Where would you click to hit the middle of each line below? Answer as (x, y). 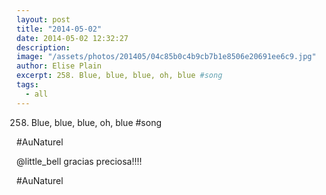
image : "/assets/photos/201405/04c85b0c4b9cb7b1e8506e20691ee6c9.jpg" (166, 57)
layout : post (43, 19)
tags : (27, 85)
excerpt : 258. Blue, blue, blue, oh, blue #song (119, 76)
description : (43, 47)
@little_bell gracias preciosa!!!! (79, 161)
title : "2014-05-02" (59, 29)
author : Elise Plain (59, 66)
